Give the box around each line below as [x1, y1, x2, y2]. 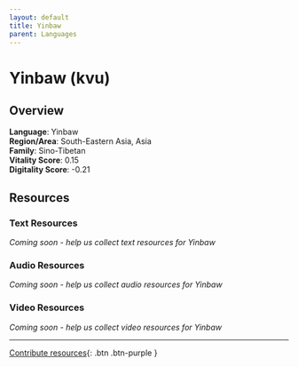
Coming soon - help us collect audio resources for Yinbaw [9, 279, 223, 290]
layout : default [9, 12, 69, 22]
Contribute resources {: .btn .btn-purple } [9, 347, 158, 358]
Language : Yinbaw [9, 126, 79, 138]
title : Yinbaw [9, 21, 62, 30]
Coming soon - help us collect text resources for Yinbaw [9, 237, 216, 248]
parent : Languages [9, 29, 77, 38]
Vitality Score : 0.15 [9, 155, 80, 165]
